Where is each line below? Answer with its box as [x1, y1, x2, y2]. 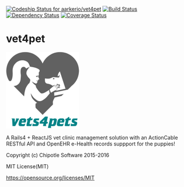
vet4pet [6, 32, 46, 46]
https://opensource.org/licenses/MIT [6, 174, 95, 181]
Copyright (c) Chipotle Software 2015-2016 [6, 151, 110, 158]
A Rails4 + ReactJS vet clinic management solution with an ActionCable [6, 134, 178, 141]
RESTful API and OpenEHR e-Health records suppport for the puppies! [6, 140, 175, 147]
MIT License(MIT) [6, 162, 49, 169]
